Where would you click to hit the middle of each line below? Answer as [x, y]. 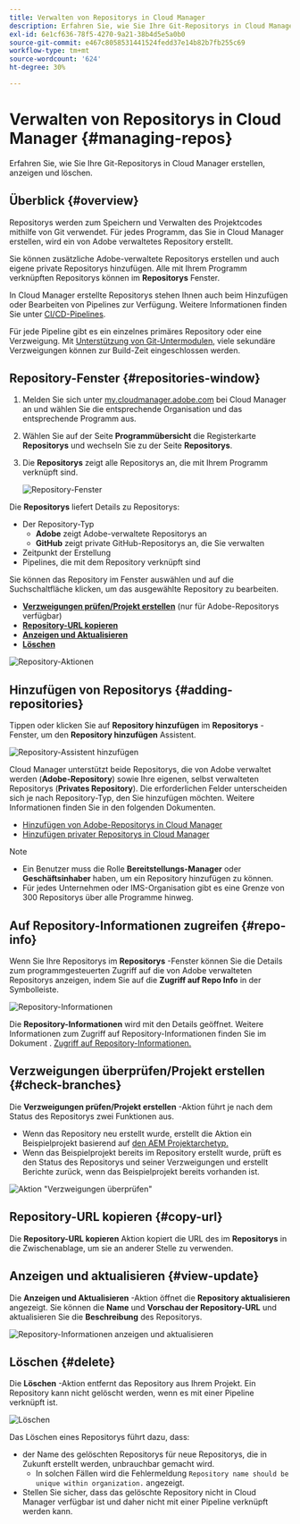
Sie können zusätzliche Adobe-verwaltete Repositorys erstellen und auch [144, 258]
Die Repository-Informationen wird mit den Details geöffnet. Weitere [137, 1024]
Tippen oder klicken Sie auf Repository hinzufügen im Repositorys [134, 726]
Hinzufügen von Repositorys [91, 690]
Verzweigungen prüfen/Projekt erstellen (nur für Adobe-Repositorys [150, 606]
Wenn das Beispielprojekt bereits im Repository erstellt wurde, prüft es [152, 1152]
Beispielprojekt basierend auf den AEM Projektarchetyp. [125, 1143]
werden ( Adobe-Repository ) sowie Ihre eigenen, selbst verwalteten [134, 779]
